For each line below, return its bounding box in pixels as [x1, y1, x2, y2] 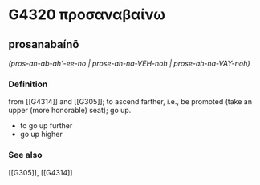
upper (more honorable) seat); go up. [8, 106, 132, 115]
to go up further [19, 121, 73, 131]
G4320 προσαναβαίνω [8, 6, 166, 24]
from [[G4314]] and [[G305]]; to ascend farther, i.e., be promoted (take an [8, 97, 253, 107]
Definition [8, 78, 48, 90]
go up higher [19, 130, 63, 139]
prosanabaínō [8, 38, 79, 51]
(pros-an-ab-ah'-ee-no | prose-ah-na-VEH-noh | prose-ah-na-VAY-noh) [8, 58, 250, 68]
